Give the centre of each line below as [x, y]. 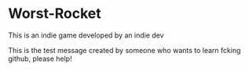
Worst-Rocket [55, 14]
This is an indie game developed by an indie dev [86, 35]
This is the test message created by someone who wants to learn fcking [124, 50]
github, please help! [40, 59]
